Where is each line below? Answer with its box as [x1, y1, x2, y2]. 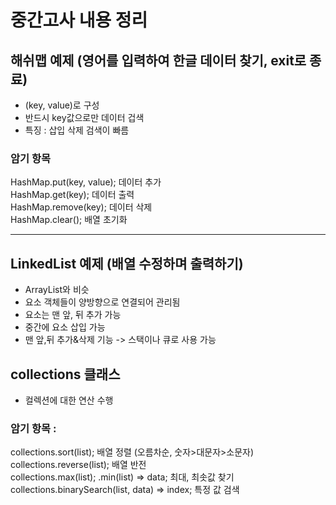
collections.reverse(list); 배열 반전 [10, 459, 147, 471]
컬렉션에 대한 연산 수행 [24, 394, 114, 406]
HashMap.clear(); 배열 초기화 [10, 214, 128, 226]
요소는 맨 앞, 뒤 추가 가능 [24, 309, 122, 321]
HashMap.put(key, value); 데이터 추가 [10, 176, 162, 188]
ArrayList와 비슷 [24, 284, 90, 296]
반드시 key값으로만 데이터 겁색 [24, 112, 145, 123]
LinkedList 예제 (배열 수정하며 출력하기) [10, 255, 244, 272]
